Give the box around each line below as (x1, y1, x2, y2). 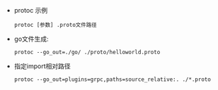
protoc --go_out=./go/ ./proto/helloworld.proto (13, 49, 161, 56)
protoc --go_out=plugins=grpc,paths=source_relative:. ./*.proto (13, 76, 211, 83)
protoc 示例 (13, 6, 48, 14)
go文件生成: (13, 34, 49, 43)
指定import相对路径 (13, 62, 71, 70)
